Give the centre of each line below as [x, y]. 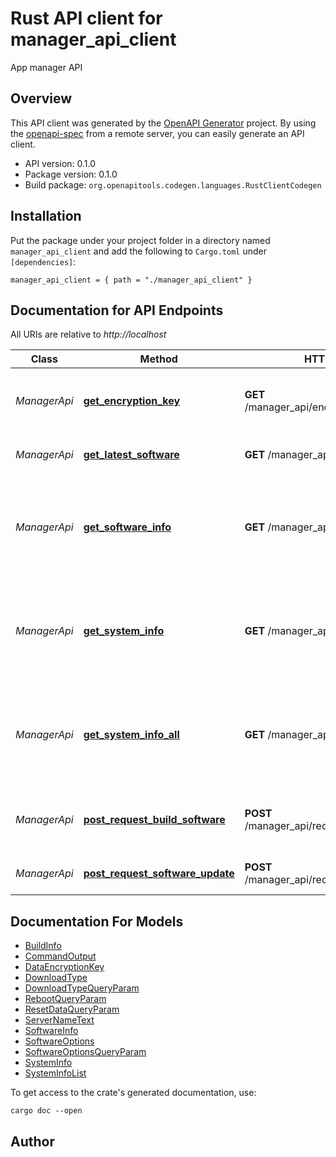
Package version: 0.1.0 [71, 174]
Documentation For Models [97, 921]
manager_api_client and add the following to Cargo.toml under [138, 251]
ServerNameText [59, 1020]
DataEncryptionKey [64, 967]
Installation [46, 216]
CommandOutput [60, 956]
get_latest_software [131, 455]
